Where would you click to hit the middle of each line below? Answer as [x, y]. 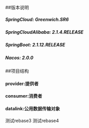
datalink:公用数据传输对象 [33, 108]
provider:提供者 [22, 83]
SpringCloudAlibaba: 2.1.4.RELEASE [44, 32]
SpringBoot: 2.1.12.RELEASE [35, 45]
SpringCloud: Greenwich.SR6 [37, 19]
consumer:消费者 [24, 96]
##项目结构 [17, 71]
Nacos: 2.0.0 [19, 58]
